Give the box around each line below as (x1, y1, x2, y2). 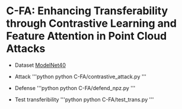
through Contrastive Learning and (6, 17, 177, 30)
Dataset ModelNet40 (14, 61, 66, 69)
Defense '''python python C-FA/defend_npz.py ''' (14, 84, 136, 91)
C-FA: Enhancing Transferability (6, 4, 168, 18)
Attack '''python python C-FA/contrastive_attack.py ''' (14, 73, 147, 80)
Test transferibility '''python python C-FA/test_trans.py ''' (14, 96, 154, 103)
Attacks (6, 42, 46, 56)
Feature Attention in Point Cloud (6, 30, 167, 43)
